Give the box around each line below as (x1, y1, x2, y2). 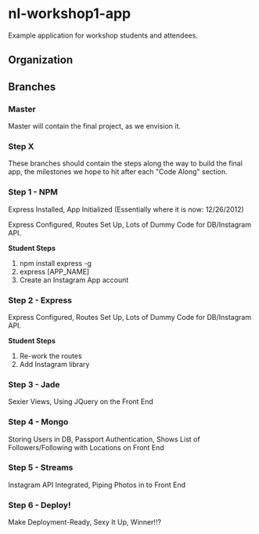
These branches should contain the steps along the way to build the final (8, 158, 243, 169)
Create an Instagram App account (19, 275, 129, 285)
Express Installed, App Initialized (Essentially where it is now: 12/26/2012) (8, 205, 244, 214)
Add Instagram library (19, 359, 90, 369)
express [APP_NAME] (19, 267, 90, 276)
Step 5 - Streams (8, 462, 74, 473)
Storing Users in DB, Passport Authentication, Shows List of (8, 434, 201, 444)
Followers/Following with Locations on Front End (8, 442, 164, 452)
